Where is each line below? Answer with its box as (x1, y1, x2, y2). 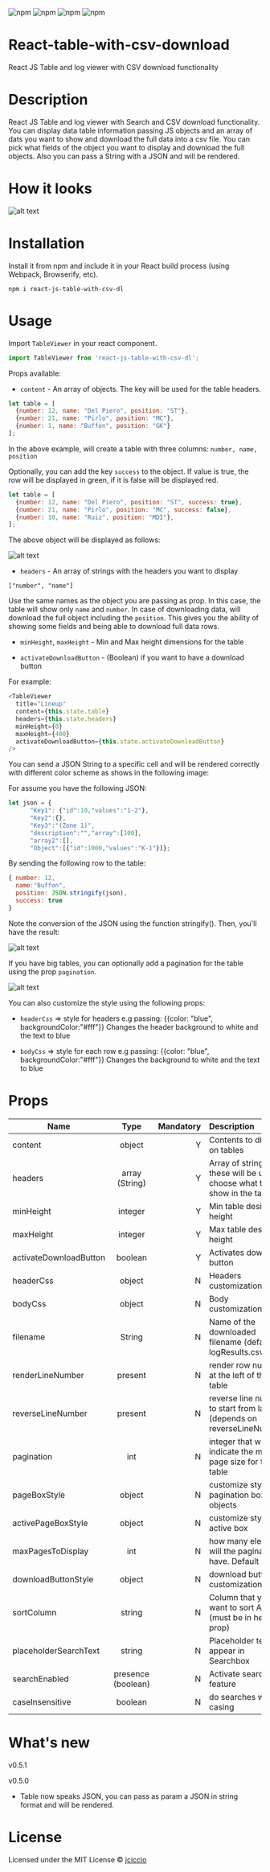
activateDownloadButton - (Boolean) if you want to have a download (19, 652, 245, 663)
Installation (8, 234, 85, 253)
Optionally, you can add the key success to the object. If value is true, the (8, 467, 249, 476)
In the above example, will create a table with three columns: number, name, (8, 443, 258, 454)
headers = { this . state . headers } (15, 714, 117, 723)
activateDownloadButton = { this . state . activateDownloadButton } (15, 737, 225, 746)
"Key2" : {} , (29, 814, 67, 822)
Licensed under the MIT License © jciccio (8, 1854, 147, 1864)
